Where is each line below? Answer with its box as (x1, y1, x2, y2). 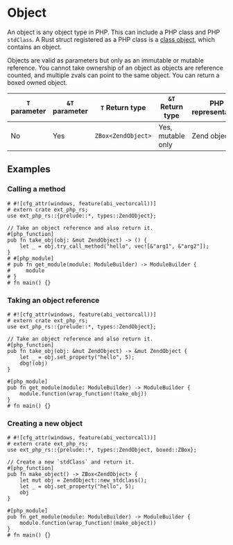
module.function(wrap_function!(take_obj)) (19, 390, 148, 397)
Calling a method (7, 184, 66, 194)
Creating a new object (7, 418, 83, 428)
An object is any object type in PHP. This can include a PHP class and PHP (7, 28, 221, 36)
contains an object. (7, 42, 62, 51)
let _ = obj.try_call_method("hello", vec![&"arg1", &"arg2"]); (19, 242, 209, 250)
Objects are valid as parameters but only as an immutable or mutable (7, 56, 205, 64)
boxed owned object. (7, 78, 68, 86)
